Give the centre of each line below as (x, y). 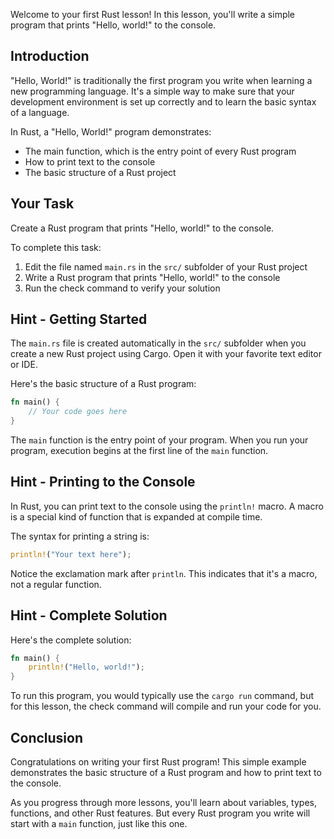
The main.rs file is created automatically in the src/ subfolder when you (158, 343)
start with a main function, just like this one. (99, 823)
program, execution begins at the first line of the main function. (139, 451)
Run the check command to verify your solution (122, 288)
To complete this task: (56, 247)
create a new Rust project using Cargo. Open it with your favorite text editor (166, 354)
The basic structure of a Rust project (100, 172)
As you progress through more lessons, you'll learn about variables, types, (163, 802)
